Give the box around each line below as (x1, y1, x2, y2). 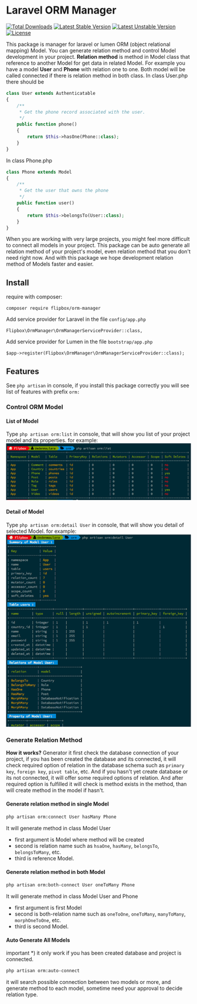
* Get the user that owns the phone (19, 188, 109, 194)
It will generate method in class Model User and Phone (6, 893, 138, 900)
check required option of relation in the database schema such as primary (6, 762, 185, 769)
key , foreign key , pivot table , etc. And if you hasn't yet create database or (6, 768, 188, 775)
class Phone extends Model (6, 169, 72, 175)
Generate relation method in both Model (6, 868, 106, 875)
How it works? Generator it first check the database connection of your (6, 749, 179, 757)
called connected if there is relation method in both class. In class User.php (6, 72, 188, 79)
